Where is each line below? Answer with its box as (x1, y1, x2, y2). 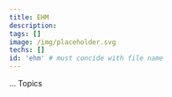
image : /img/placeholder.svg (9, 37, 116, 47)
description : (9, 21, 57, 30)
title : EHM (9, 12, 49, 22)
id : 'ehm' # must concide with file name (9, 54, 164, 63)
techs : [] (9, 46, 46, 55)
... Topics (9, 78, 42, 88)
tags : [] (9, 29, 41, 38)
